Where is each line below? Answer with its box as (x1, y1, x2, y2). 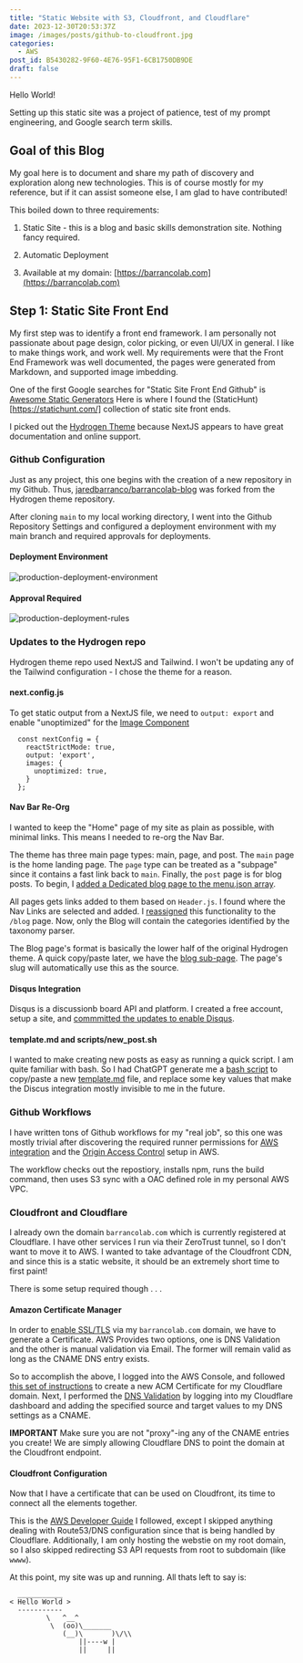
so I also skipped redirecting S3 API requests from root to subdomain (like (9, 1544, 287, 1555)
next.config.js (9, 687, 65, 698)
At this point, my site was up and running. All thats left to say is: (9, 1572, 247, 1583)
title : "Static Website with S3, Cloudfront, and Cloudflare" (9, 13, 250, 23)
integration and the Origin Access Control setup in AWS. (9, 1146, 220, 1157)
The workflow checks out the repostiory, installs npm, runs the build (9, 1164, 265, 1175)
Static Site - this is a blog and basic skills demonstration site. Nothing (22, 222, 282, 233)
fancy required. (22, 232, 80, 243)
